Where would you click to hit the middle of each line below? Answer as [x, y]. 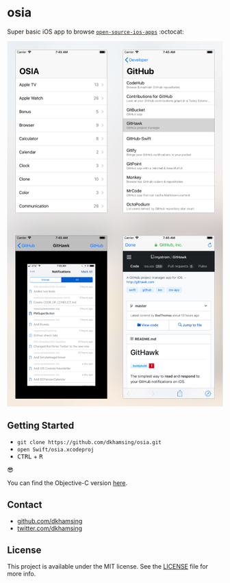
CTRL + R [30, 456]
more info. [22, 574]
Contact [25, 505]
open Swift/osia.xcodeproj [55, 450]
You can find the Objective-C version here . [67, 483]
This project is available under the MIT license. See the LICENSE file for [108, 567]
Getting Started [41, 425]
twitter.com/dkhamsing [50, 528]
